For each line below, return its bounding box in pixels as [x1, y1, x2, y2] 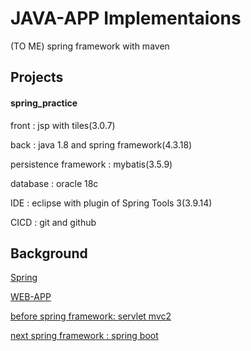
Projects [10, 69, 64, 86]
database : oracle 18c [10, 177, 99, 189]
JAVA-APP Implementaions [10, 7, 242, 30]
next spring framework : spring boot [10, 330, 159, 342]
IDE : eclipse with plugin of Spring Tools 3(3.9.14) [10, 197, 213, 209]
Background [10, 245, 88, 262]
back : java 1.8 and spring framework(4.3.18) [10, 138, 193, 151]
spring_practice [10, 97, 78, 109]
